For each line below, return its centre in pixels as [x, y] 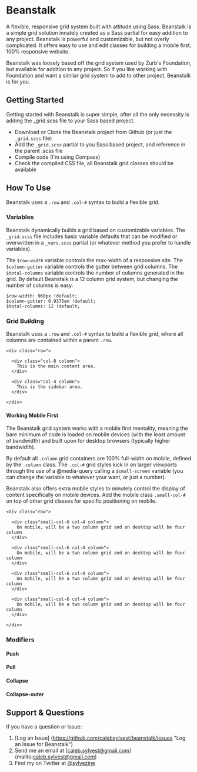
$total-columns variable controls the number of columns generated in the [95, 273]
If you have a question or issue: [44, 727]
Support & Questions [45, 713]
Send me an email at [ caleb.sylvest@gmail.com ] [73, 751]
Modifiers [20, 640]
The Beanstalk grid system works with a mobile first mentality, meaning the [97, 428]
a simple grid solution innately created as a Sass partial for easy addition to [97, 32]
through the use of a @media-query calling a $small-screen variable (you [95, 471]
